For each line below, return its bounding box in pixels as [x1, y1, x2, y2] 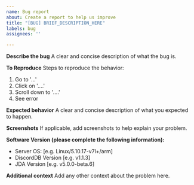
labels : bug [6, 25, 36, 32]
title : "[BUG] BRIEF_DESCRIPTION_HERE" [6, 20, 106, 26]
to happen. [6, 113, 33, 120]
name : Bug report [6, 8, 50, 15]
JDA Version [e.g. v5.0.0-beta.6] [14, 160, 95, 168]
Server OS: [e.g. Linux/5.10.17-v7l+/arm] [14, 148, 113, 155]
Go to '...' [14, 76, 37, 83]
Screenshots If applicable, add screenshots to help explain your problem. [6, 125, 187, 132]
